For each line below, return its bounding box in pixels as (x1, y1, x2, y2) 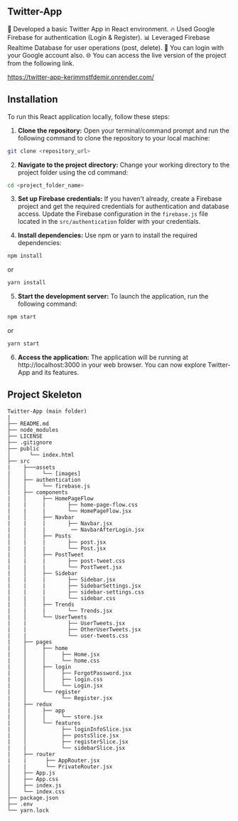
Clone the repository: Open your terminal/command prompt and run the (17, 126, 229, 135)
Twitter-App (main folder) (7, 408, 87, 415)
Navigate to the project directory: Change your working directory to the (17, 160, 230, 169)
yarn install (7, 279, 46, 286)
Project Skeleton (7, 388, 82, 401)
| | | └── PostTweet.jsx (7, 563, 122, 571)
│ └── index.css (7, 788, 65, 795)
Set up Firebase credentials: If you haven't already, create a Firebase (17, 195, 222, 203)
